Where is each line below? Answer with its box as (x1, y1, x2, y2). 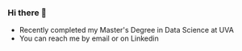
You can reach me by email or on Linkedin (19, 33, 159, 43)
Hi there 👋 (7, 7, 48, 18)
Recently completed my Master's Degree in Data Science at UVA (19, 25, 235, 35)
